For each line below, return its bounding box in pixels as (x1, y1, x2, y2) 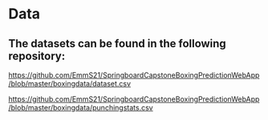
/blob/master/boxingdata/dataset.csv (8, 79, 131, 88)
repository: (8, 49, 66, 62)
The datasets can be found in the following (8, 37, 226, 50)
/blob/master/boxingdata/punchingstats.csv (8, 103, 154, 112)
